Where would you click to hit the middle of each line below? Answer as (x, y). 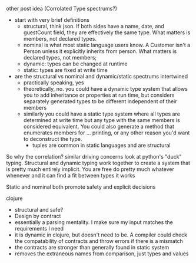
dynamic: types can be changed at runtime (75, 64)
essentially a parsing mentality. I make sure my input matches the (94, 222)
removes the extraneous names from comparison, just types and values (102, 254)
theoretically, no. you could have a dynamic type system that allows (106, 89)
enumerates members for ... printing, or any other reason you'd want (107, 133)
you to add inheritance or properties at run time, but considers (99, 95)
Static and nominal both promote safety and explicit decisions (81, 187)
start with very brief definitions (52, 20)
